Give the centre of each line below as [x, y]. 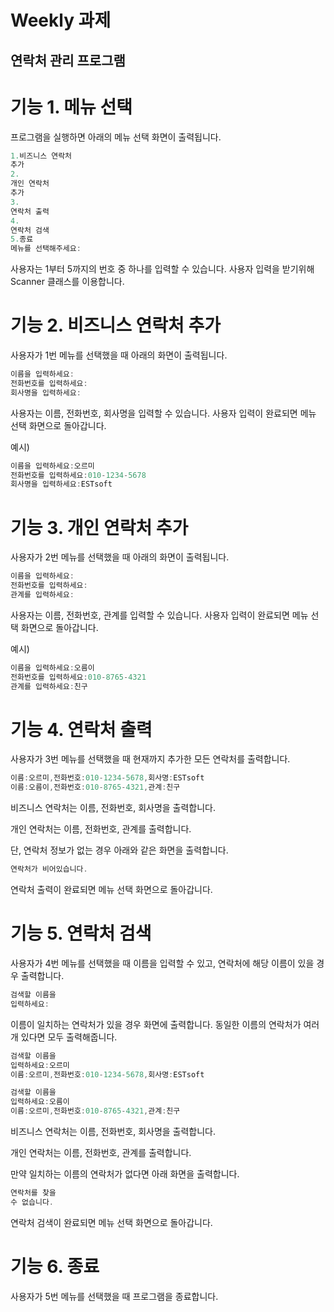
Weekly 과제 [61, 20]
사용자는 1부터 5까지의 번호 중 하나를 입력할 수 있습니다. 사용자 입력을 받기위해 [162, 269]
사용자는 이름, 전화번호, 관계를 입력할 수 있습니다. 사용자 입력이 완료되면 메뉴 [159, 615]
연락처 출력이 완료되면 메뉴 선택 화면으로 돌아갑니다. [111, 890]
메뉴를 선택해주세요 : [46, 249]
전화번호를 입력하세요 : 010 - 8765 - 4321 [78, 677]
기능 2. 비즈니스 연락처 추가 [116, 325]
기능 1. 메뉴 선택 [71, 107]
